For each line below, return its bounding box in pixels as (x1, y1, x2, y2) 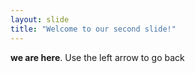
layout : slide (10, 14, 70, 25)
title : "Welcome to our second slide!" (10, 24, 177, 34)
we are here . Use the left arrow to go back (10, 51, 185, 63)
